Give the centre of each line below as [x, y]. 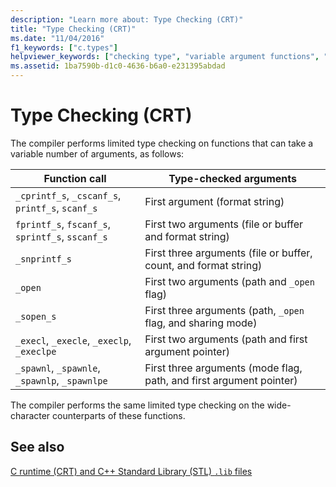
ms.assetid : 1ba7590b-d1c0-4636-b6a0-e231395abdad [118, 66]
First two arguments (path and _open [229, 281]
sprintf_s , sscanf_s [61, 236]
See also [37, 447]
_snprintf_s [44, 259]
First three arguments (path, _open [224, 310]
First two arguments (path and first [226, 339]
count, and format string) [203, 265]
